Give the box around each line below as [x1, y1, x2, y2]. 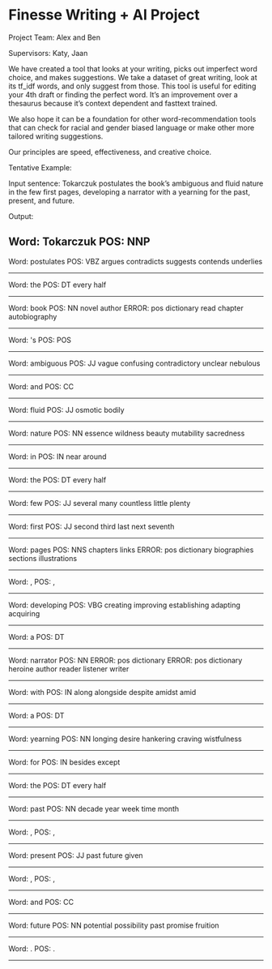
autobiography [8, 311, 57, 321]
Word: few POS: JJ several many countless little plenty [8, 498, 191, 508]
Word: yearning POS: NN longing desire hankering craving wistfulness [8, 734, 242, 744]
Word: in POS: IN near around [8, 452, 107, 461]
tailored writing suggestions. [8, 131, 104, 141]
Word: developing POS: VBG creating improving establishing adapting [8, 600, 240, 610]
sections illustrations [8, 553, 78, 563]
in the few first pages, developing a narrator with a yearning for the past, [8, 187, 251, 196]
